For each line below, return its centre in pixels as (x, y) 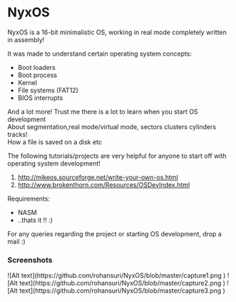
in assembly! (26, 39)
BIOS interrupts (40, 98)
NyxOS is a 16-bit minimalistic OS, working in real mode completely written (117, 32)
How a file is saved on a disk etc (55, 142)
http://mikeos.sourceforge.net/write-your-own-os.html (98, 177)
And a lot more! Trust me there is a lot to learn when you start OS (103, 111)
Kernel (27, 82)
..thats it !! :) (35, 220)
